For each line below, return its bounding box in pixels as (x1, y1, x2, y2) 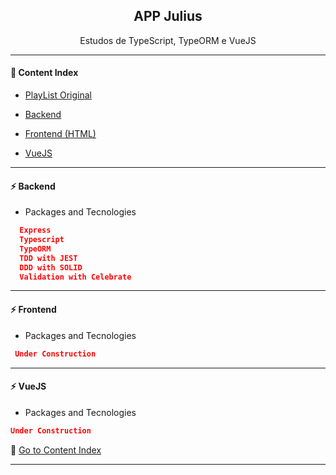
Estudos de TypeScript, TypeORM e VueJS (79, 34, 257, 46)
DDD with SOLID (19, 262, 83, 273)
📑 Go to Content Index (10, 444, 102, 456)
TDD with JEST (19, 253, 78, 263)
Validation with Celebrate (19, 272, 132, 282)
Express (19, 225, 52, 236)
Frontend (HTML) (24, 128, 97, 140)
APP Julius (133, 8, 203, 25)
